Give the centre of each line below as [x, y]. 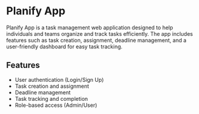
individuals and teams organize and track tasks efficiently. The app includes [99, 33]
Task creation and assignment [52, 86]
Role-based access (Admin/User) [56, 105]
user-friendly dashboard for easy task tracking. [64, 47]
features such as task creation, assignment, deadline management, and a [97, 40]
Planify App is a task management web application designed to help [90, 27]
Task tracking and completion [51, 98]
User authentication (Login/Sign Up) [59, 79]
